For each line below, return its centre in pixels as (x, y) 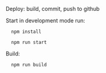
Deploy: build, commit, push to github (53, 9)
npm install (26, 32)
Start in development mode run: (46, 20)
